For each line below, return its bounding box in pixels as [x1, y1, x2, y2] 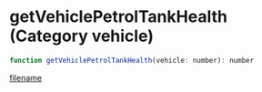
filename [9, 72, 43, 83]
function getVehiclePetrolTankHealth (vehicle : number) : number [9, 56, 255, 65]
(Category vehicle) [9, 26, 155, 46]
